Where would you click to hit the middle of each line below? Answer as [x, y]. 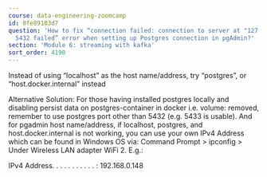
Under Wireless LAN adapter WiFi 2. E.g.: [76, 150]
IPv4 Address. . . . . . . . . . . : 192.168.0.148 [76, 165]
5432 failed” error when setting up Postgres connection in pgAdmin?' [135, 38]
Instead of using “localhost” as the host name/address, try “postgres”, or [128, 75]
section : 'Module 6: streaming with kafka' [82, 45]
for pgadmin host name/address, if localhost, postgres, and [106, 125]
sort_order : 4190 [37, 53]
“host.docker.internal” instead [57, 84]
